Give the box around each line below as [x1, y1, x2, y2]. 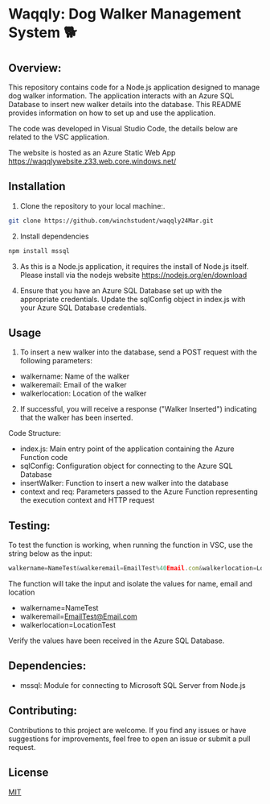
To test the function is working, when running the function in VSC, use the [8, 541, 253, 550]
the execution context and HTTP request [19, 495, 155, 505]
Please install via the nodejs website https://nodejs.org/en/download [19, 270, 247, 280]
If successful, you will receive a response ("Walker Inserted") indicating [19, 404, 257, 414]
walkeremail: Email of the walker [19, 380, 127, 390]
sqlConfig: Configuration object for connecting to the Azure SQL [19, 461, 233, 471]
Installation [8, 180, 66, 193]
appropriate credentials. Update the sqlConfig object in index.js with [19, 294, 246, 304]
